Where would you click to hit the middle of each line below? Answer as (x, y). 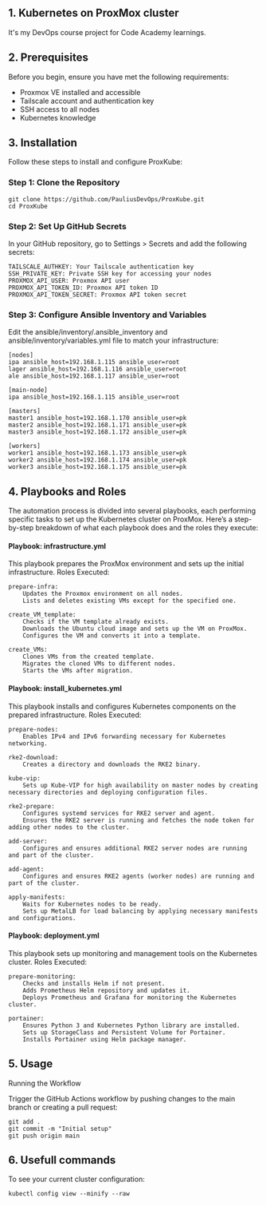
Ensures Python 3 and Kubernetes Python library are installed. (131, 1025)
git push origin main (44, 1136)
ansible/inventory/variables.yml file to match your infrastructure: (113, 341)
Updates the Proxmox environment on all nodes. (103, 594)
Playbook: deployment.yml (54, 936)
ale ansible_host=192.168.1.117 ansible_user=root (94, 376)
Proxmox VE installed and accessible (80, 92)
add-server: (28, 841)
